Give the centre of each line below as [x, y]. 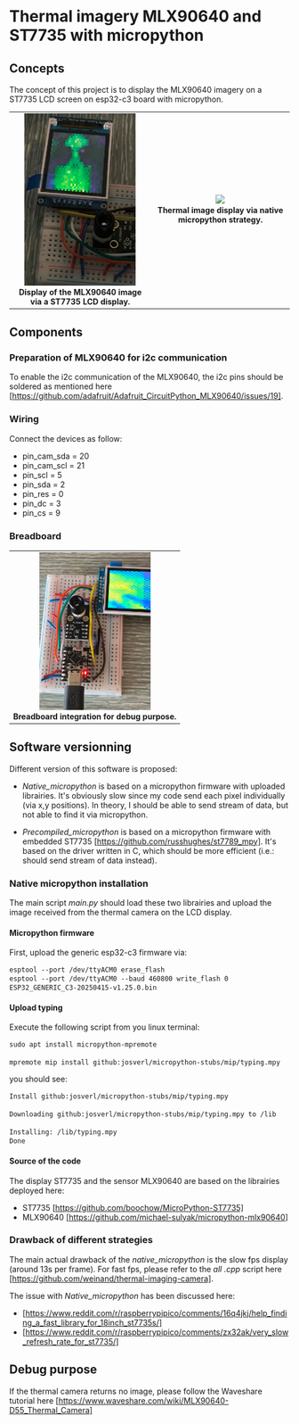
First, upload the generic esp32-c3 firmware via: [98, 953]
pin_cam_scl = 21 [53, 465]
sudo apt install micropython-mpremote [83, 1045]
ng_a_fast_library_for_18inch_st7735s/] [92, 1322]
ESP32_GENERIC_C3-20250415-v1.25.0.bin [83, 988]
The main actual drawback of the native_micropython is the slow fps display [149, 1259]
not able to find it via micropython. [85, 815]
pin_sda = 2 [43, 484]
